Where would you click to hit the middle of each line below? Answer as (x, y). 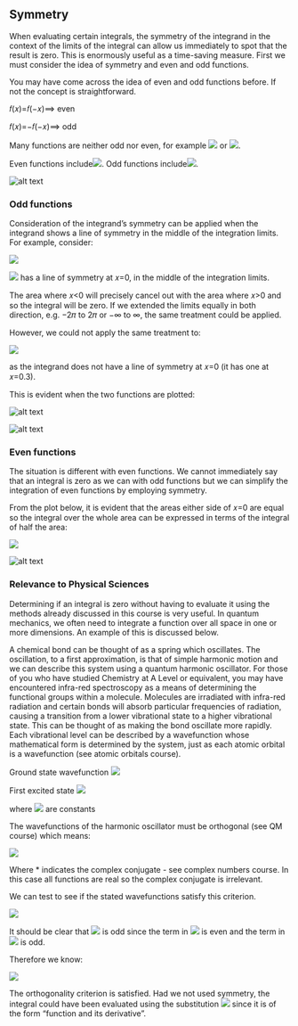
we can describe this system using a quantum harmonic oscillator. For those (149, 669)
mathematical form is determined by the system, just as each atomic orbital (147, 744)
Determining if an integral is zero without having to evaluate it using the (140, 603)
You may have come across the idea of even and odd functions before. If (143, 82)
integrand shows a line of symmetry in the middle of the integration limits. (144, 233)
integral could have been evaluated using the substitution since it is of (143, 1004)
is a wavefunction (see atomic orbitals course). (95, 753)
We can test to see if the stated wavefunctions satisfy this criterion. (133, 896)
